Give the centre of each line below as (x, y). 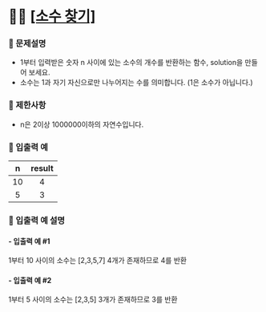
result (42, 168)
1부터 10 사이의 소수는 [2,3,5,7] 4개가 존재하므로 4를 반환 (97, 261)
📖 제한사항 (27, 105)
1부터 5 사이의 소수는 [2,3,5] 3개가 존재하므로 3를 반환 (93, 300)
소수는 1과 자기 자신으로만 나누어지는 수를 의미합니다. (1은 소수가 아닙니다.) (137, 83)
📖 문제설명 (27, 43)
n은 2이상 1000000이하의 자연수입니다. (82, 124)
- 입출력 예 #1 (29, 241)
